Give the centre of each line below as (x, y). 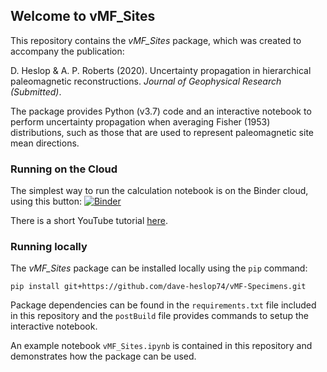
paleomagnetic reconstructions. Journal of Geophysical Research (146, 81)
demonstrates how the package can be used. (103, 356)
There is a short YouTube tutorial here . (89, 221)
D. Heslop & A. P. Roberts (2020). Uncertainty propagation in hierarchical (161, 70)
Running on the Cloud (64, 169)
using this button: (46, 201)
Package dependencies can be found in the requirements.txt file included (163, 305)
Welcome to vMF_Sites (83, 16)
